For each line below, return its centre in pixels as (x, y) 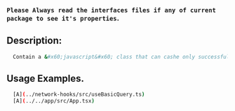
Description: (34, 41)
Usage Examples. (46, 79)
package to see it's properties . (63, 18)
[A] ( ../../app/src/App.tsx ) (54, 101)
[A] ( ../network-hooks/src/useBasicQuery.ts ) (79, 95)
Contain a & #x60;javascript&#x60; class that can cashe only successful (121, 57)
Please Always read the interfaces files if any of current (112, 10)
